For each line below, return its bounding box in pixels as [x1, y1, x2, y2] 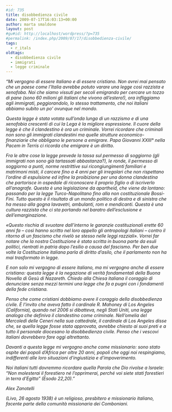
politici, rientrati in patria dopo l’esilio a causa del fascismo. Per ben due [6, 244, 159, 250]
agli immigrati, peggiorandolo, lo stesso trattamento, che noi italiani [6, 100, 149, 106]
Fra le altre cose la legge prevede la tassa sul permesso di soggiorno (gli [6, 153, 160, 159]
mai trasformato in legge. [6, 255, 59, 261]
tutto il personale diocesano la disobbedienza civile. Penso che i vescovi [6, 329, 159, 335]
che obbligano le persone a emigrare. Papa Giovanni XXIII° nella [29, 137, 165, 143]
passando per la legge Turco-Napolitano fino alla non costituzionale [6, 190, 150, 197]
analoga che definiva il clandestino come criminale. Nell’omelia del [6, 312, 147, 319]
